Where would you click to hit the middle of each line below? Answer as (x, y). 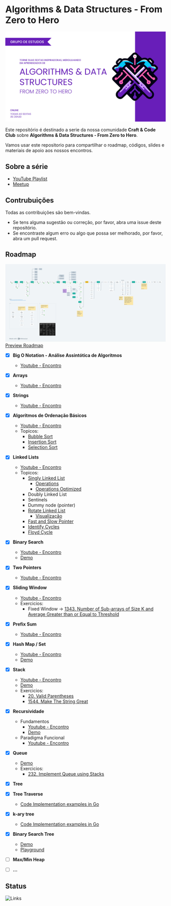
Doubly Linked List (47, 494)
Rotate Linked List (47, 511)
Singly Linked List (46, 478)
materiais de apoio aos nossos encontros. (49, 151)
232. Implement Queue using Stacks (66, 774)
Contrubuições (30, 200)
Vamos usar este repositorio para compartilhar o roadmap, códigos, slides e (85, 145)
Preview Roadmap (24, 345)
